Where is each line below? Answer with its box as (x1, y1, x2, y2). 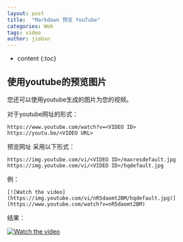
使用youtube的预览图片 (7, 76, 107, 88)
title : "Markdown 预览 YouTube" (7, 16, 101, 23)
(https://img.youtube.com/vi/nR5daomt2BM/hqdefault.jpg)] (7, 195, 176, 202)
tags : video (7, 29, 41, 36)
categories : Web (7, 23, 53, 29)
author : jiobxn (7, 36, 51, 43)
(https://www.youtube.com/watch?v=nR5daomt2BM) (7, 200, 146, 208)
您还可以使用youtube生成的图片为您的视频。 (7, 95, 132, 104)
